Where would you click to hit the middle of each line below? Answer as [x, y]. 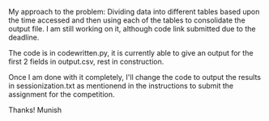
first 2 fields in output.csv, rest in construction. [86, 61]
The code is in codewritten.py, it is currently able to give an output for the [131, 53]
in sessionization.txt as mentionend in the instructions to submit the [121, 86]
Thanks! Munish [35, 110]
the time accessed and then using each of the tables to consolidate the [127, 20]
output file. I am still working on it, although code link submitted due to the [132, 29]
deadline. [24, 37]
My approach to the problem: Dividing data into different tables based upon [134, 12]
